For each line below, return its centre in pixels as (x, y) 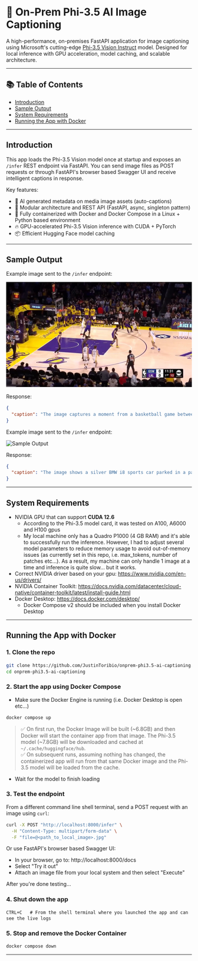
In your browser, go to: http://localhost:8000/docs (75, 860)
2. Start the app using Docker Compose (64, 687)
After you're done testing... (39, 884)
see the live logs (29, 918)
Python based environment (47, 220)
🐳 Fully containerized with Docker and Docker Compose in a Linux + (97, 214)
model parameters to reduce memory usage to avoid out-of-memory (107, 548)
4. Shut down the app (37, 899)
